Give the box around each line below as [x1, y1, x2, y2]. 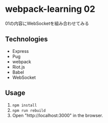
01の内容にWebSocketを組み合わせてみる [5, 20, 89, 26]
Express [12, 48, 29, 54]
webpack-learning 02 [5, 3, 95, 15]
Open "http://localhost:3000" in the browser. [12, 112, 104, 118]
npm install [12, 103, 37, 108]
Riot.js [12, 64, 25, 70]
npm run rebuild [12, 108, 46, 113]
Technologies [5, 35, 48, 43]
